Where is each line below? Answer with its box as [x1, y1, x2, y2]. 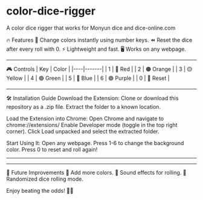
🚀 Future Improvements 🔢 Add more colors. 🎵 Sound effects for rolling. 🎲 [6, 169, 187, 176]
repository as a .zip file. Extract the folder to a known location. [6, 103, 161, 110]
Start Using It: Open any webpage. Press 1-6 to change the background [6, 139, 184, 146]
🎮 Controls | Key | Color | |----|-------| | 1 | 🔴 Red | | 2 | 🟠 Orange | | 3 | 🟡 [6, 65, 193, 73]
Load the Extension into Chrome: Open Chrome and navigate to [6, 115, 164, 122]
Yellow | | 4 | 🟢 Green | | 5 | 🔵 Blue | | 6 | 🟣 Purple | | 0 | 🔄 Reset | [6, 74, 170, 82]
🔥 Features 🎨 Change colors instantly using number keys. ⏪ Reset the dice [6, 36, 193, 44]
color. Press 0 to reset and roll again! [6, 146, 98, 153]
